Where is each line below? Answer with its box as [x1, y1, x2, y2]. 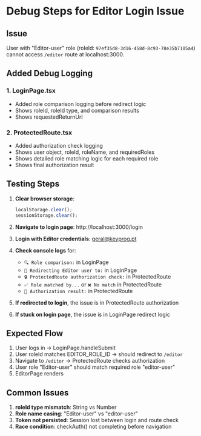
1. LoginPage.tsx [6, 87, 56, 95]
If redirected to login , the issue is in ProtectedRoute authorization [15, 299, 179, 306]
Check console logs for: [15, 246, 76, 254]
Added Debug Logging [6, 68, 93, 79]
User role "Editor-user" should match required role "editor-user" [15, 363, 176, 371]
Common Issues [6, 388, 69, 398]
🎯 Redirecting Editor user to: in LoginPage [24, 266, 137, 274]
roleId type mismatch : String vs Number [15, 404, 117, 411]
